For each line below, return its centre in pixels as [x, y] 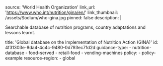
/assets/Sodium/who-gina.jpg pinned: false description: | [63, 18]
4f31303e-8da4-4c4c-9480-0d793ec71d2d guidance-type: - [68, 47]
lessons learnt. [20, 33]
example [14, 58]
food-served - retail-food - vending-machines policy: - [84, 53]
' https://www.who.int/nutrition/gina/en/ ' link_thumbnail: [62, 12]
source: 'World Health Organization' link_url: [50, 7]
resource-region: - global [49, 58]
